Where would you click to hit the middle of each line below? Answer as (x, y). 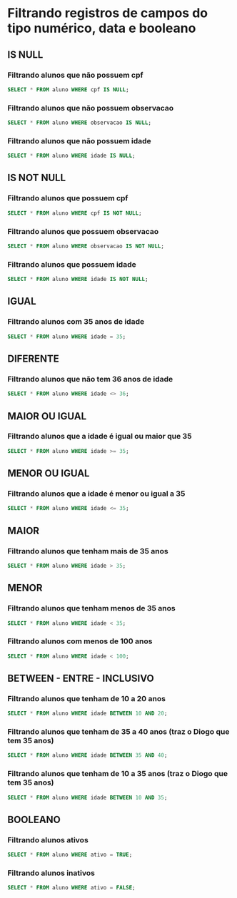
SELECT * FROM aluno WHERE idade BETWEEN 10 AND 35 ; (87, 797)
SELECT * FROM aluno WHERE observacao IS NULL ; (80, 123)
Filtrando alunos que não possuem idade (79, 141)
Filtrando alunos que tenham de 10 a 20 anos (87, 698)
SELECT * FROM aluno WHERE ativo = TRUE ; (70, 855)
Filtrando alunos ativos (48, 840)
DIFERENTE (33, 358)
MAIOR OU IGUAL (47, 416)
